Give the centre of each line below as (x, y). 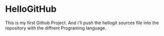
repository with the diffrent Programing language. (56, 28)
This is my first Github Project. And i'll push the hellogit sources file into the (82, 23)
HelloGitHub (31, 9)
